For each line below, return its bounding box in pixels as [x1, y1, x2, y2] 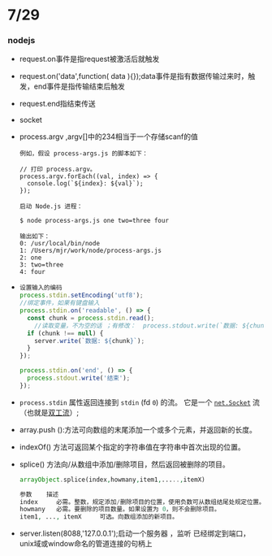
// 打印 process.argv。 [19, 165, 97, 174]
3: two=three [19, 261, 64, 269]
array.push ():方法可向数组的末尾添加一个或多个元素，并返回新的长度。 [19, 424, 257, 434]
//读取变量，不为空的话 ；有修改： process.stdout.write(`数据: [34, 321, 240, 330]
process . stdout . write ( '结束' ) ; [27, 374, 131, 383]
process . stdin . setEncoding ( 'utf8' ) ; [19, 291, 144, 300]
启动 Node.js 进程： [19, 202, 83, 211]
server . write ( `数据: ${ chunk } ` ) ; [34, 337, 145, 345]
